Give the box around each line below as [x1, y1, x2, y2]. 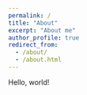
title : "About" [8, 19, 59, 27]
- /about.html [15, 56, 62, 64]
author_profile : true [8, 33, 80, 42]
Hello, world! [8, 77, 50, 87]
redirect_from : [8, 41, 59, 49]
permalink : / [8, 11, 51, 20]
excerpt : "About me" [8, 26, 77, 34]
